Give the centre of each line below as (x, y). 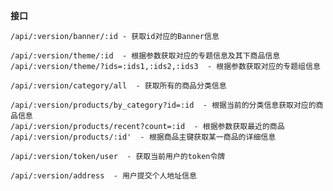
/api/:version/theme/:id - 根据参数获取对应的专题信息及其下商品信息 (145, 56)
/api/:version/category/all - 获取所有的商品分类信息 (118, 86)
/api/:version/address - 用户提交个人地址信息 (103, 176)
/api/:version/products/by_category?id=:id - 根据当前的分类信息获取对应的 (163, 105)
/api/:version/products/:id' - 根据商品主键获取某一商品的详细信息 (143, 137)
